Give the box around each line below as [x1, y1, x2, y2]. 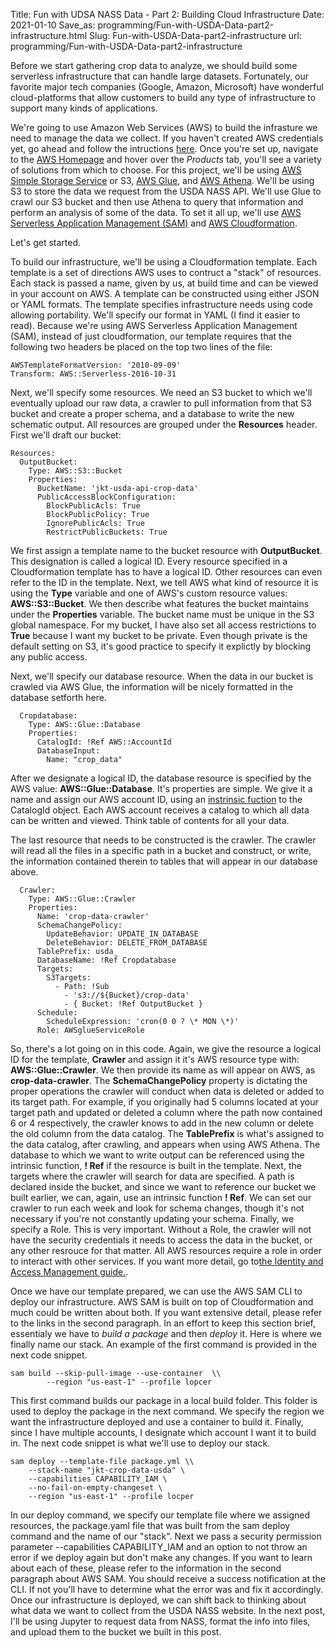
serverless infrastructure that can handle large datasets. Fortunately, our [10, 70, 310, 82]
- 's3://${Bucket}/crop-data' [63, 990, 190, 1000]
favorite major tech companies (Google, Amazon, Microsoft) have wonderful [10, 81, 324, 93]
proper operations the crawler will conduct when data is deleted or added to [10, 1085, 325, 1097]
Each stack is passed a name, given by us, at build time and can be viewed [10, 277, 319, 289]
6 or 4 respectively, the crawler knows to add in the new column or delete [10, 1117, 315, 1129]
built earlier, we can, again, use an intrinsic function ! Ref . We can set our [10, 1192, 312, 1203]
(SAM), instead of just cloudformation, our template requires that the [10, 330, 293, 342]
